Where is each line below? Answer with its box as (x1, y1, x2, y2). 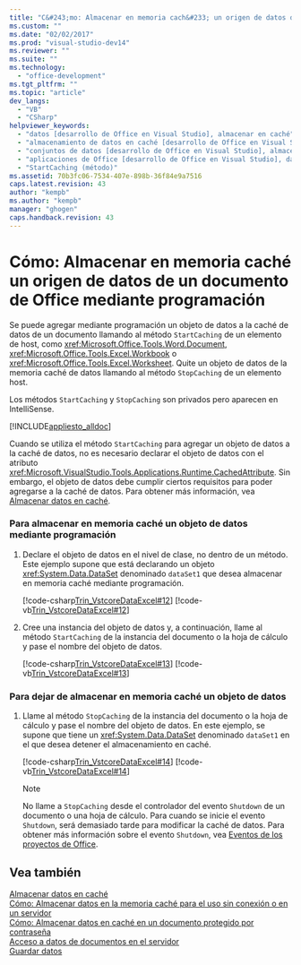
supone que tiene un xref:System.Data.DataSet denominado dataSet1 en (21, 729, 290, 740)
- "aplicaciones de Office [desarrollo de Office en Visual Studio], (17, 154, 282, 164)
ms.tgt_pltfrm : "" (9, 80, 78, 89)
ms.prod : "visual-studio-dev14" (9, 38, 130, 47)
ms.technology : (9, 64, 66, 73)
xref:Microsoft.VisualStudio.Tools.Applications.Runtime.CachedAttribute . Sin (9, 467, 291, 478)
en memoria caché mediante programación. (21, 577, 185, 588)
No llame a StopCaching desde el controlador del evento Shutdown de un (21, 801, 285, 812)
